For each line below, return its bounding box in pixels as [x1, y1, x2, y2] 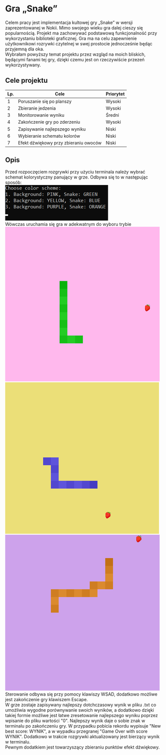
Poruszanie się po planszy [18, 98, 72, 104]
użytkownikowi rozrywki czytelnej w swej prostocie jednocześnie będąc [5, 40, 153, 46]
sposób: [5, 180, 22, 186]
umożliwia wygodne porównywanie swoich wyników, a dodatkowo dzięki [5, 707, 154, 713]
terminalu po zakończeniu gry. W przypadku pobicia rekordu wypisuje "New [5, 723, 161, 729]
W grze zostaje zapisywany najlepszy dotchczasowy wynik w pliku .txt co [5, 702, 157, 708]
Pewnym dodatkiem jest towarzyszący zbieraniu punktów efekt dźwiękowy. [5, 744, 160, 751]
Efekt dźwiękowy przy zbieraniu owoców [18, 140, 102, 146]
